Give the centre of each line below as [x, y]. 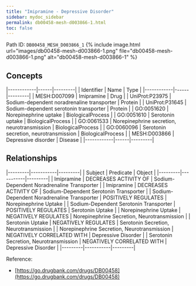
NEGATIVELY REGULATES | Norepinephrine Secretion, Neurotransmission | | [98, 216]
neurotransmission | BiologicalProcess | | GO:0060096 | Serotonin [86, 128]
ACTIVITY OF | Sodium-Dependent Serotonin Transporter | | [79, 191]
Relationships [32, 159]
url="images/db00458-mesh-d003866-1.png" [62, 51]
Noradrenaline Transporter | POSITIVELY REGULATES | [101, 197]
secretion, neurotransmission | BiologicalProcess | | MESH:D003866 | [90, 134]
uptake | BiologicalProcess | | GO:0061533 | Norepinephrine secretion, [91, 121]
